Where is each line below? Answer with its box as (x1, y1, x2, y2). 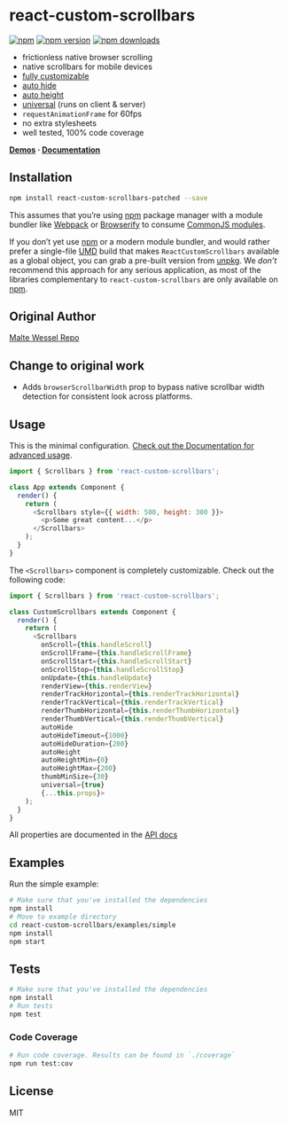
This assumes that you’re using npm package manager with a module (9, 209, 263, 220)
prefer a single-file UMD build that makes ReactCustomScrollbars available (9, 246, 280, 256)
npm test (9, 1010, 42, 1019)
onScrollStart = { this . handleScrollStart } (41, 657, 192, 666)
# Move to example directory (9, 912, 117, 921)
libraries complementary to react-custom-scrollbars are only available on (9, 274, 279, 285)
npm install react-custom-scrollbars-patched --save (9, 193, 208, 202)
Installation (9, 170, 73, 185)
